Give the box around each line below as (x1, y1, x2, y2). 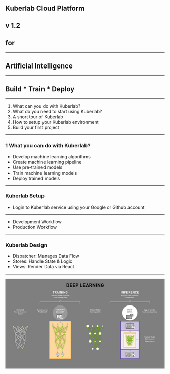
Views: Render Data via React (12, 264, 74, 270)
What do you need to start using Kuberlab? (12, 109, 102, 115)
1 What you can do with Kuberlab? (5, 142, 91, 149)
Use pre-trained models (12, 164, 63, 171)
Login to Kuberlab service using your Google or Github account (12, 204, 145, 210)
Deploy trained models (12, 175, 60, 181)
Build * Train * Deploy (5, 85, 75, 93)
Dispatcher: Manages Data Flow (12, 253, 79, 259)
